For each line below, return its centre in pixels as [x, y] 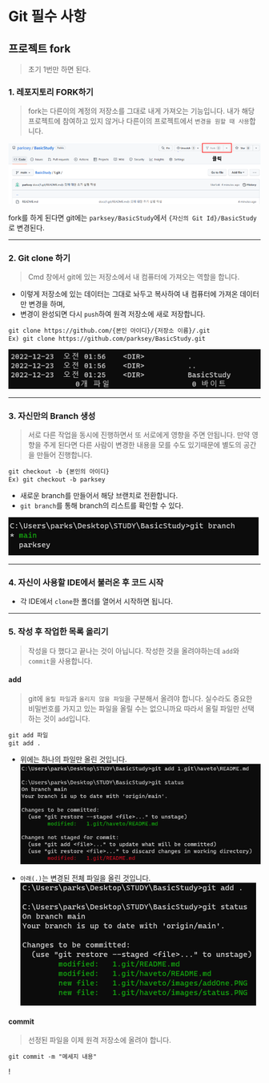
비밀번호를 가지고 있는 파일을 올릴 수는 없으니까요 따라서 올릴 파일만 [134, 708]
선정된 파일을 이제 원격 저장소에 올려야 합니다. [100, 1040]
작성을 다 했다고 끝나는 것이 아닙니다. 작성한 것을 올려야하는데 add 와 [134, 651]
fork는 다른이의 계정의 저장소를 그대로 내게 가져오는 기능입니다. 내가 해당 [141, 111]
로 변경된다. [27, 227]
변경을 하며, [47, 304]
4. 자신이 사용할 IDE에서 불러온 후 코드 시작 [86, 582]
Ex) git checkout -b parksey [57, 480]
